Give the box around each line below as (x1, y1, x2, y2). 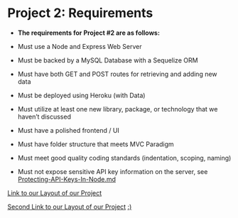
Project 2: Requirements (7, 5, 153, 21)
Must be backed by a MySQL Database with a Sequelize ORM (17, 55, 198, 65)
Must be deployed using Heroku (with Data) (17, 91, 146, 99)
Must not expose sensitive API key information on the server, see (17, 167, 208, 175)
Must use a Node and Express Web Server (17, 42, 142, 50)
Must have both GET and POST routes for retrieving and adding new (17, 70, 218, 78)
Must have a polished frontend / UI (17, 126, 119, 134)
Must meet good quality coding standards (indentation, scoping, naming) (17, 153, 232, 162)
